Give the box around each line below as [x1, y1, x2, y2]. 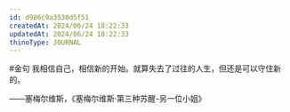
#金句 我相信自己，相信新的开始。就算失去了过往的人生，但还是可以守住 [9, 63, 274, 74]
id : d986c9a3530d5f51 [9, 12, 90, 22]
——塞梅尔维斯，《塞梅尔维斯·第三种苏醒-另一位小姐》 [9, 93, 206, 104]
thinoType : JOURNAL [9, 37, 82, 47]
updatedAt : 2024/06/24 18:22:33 [9, 29, 129, 38]
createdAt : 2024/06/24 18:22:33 [9, 21, 129, 30]
